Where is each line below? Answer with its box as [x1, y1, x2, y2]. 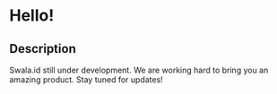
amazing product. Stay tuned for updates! [9, 74, 163, 85]
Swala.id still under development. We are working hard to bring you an [9, 64, 269, 75]
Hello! [9, 5, 55, 26]
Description [9, 41, 76, 56]
